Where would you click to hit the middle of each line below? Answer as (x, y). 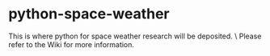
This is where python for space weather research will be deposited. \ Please (135, 36)
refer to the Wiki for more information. (72, 44)
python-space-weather (89, 14)
